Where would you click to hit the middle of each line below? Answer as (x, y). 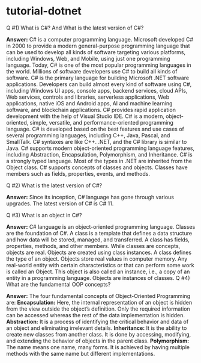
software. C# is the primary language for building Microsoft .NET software (98, 78)
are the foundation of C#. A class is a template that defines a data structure (99, 233)
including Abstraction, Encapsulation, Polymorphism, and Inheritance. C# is (100, 154)
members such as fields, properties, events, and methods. (78, 173)
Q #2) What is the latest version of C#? (54, 185)
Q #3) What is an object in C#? (44, 215)
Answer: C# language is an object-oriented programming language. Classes (101, 226)
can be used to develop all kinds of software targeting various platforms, (96, 52)
